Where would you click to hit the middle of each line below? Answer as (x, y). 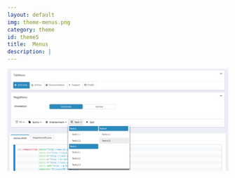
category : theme (31, 29)
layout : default (31, 15)
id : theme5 (23, 37)
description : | (29, 52)
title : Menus (28, 44)
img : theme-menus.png (39, 22)
